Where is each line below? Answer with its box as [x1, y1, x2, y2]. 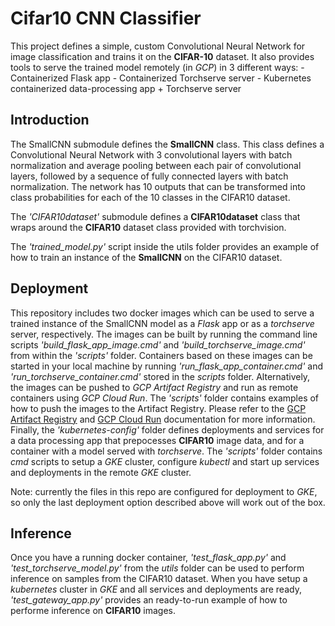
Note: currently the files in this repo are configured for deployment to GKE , [10, 485, 318, 497]
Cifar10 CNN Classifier [10, 7, 202, 30]
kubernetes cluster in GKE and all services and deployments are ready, [10, 583, 302, 596]
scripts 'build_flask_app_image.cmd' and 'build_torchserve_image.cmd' [10, 338, 306, 351]
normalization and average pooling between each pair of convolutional [10, 159, 302, 171]
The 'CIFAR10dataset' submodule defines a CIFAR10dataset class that [10, 210, 301, 222]
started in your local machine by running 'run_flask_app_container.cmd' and [10, 360, 324, 372]
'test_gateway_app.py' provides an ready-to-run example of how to [10, 594, 288, 606]
